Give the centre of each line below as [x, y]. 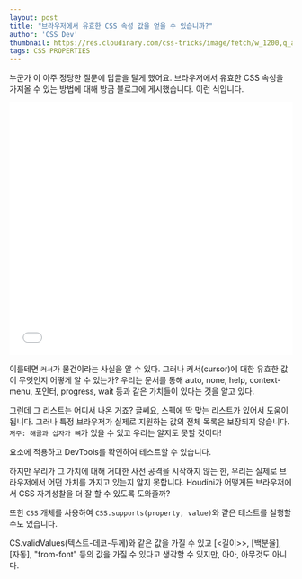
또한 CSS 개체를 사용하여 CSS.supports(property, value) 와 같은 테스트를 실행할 [151, 512]
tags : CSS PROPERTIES [50, 51]
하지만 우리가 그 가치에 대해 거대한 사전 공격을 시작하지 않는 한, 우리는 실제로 [143, 471]
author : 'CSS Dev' [44, 34]
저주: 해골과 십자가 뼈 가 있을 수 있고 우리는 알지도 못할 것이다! [115, 433]
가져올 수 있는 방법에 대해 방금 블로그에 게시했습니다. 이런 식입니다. [127, 89]
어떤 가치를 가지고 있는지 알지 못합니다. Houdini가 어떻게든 [151, 483]
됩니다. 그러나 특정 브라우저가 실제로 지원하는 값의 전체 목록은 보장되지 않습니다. [150, 422]
